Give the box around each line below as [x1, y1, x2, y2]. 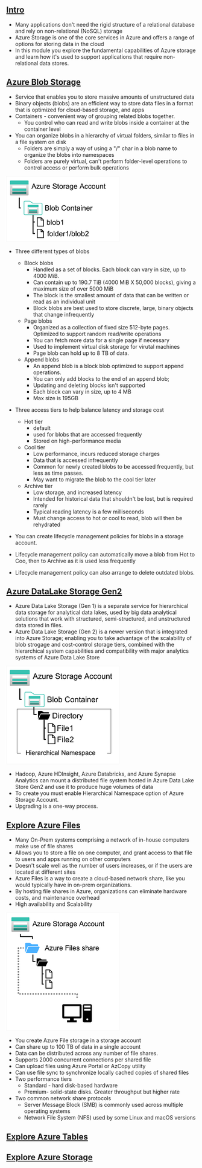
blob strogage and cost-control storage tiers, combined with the [14, 641, 175, 648]
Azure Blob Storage [6, 77, 81, 87]
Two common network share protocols [14, 1095, 112, 1102]
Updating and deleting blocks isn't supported [33, 381, 146, 389]
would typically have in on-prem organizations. [14, 881, 132, 889]
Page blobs [24, 317, 52, 325]
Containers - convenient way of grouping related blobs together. [14, 112, 175, 120]
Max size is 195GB [33, 394, 78, 401]
